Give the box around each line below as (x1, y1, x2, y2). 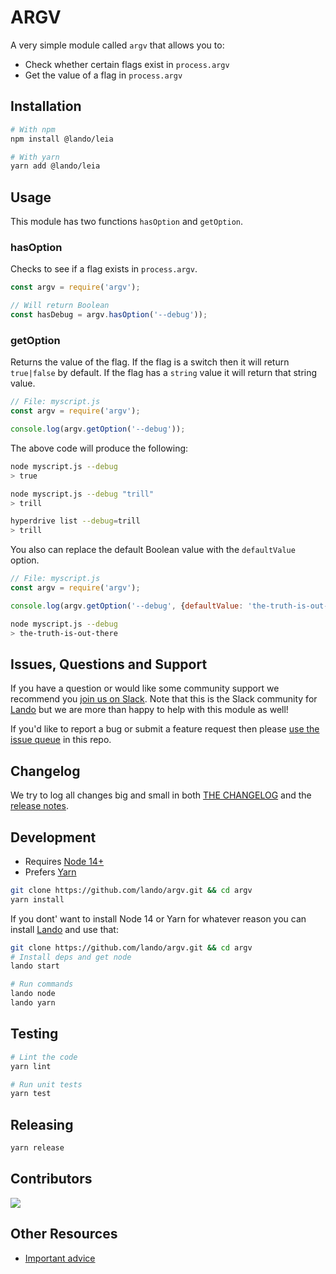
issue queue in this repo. (10, 734, 112, 746)
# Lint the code (10, 1052, 78, 1062)
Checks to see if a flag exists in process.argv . (10, 263, 198, 275)
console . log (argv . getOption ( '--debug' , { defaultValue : (10, 601, 244, 611)
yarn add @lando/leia (10, 161, 101, 171)
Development (10, 829, 97, 846)
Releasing (10, 1116, 74, 1133)
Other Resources (10, 1226, 118, 1243)
